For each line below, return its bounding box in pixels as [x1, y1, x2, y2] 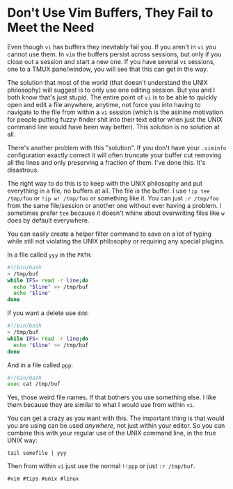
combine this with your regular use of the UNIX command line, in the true [7, 429, 217, 438]
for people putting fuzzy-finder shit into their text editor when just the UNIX [7, 115, 223, 123]
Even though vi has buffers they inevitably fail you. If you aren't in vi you [7, 42, 217, 51]
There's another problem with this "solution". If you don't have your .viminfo [7, 143, 227, 152]
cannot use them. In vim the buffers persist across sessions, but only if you [7, 50, 222, 58]
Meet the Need [7, 19, 95, 35]
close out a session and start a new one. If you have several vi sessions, [7, 57, 216, 65]
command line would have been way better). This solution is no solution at [7, 122, 220, 131]
